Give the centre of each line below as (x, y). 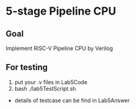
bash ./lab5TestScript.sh (45, 88)
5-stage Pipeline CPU (61, 11)
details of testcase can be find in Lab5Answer (72, 100)
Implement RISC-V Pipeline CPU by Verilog (59, 48)
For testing (27, 67)
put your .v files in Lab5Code (51, 82)
